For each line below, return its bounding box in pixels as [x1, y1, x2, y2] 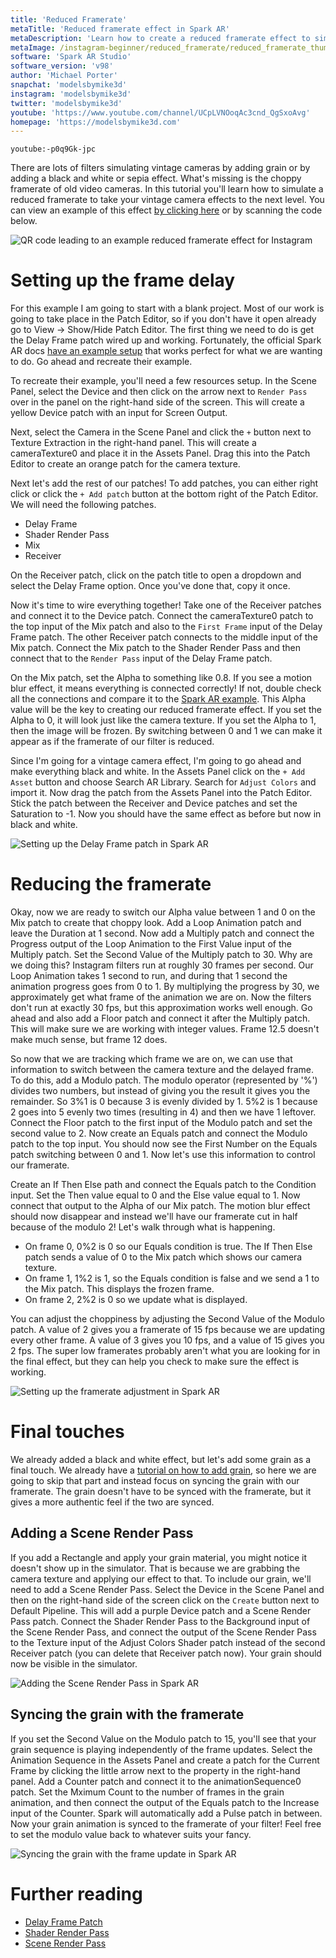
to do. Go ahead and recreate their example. [10, 356, 193, 368]
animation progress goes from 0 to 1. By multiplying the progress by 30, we [10, 981, 320, 993]
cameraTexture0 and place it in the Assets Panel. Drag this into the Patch [10, 447, 311, 460]
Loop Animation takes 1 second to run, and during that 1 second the [10, 970, 288, 982]
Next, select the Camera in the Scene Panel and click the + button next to [10, 426, 312, 438]
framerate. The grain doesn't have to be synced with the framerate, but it [10, 1486, 312, 1498]
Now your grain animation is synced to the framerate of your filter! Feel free [10, 1817, 322, 1830]
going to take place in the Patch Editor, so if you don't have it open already [10, 313, 317, 325]
